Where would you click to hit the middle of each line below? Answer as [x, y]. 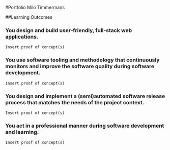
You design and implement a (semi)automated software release [85, 96]
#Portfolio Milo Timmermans [35, 7]
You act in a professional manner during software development [85, 126]
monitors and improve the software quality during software [80, 67]
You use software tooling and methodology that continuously [82, 60]
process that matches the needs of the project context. [75, 102]
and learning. [22, 132]
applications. [22, 37]
